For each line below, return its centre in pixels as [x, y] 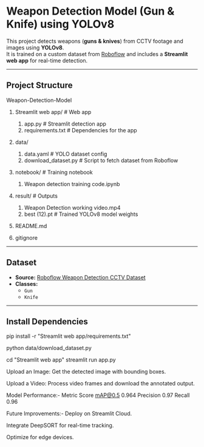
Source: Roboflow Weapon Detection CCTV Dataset [80, 277]
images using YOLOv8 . [35, 48]
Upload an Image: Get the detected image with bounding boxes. [86, 372]
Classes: [26, 284]
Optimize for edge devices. [40, 437]
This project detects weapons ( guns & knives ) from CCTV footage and [95, 41]
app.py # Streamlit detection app [65, 124]
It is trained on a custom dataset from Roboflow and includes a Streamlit [97, 54]
